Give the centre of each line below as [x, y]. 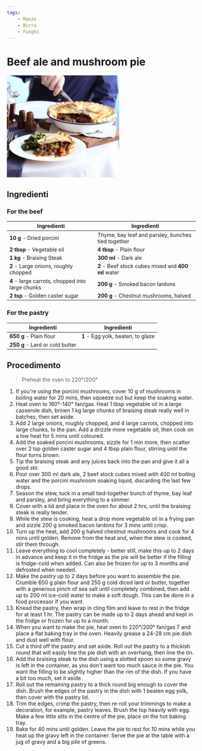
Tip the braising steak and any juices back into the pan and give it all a [102, 461]
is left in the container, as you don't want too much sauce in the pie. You [104, 665]
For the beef [25, 211]
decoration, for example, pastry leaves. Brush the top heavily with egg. [103, 710]
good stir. [27, 467]
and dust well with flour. [45, 639]
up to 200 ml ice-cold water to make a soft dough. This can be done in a [105, 595]
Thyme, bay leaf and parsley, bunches [144, 235]
